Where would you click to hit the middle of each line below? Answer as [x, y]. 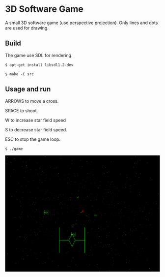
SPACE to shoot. [22, 110]
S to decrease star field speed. [36, 129]
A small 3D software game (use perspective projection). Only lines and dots [82, 23]
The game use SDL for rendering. [39, 55]
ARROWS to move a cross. [32, 101]
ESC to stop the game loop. [33, 139]
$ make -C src [20, 74]
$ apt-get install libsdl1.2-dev [39, 65]
